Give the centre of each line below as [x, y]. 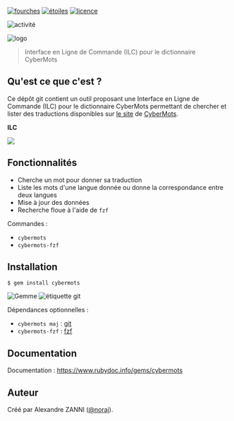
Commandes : [27, 223]
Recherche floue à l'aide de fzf [63, 210]
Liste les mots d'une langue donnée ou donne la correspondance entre [121, 187]
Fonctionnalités [42, 163]
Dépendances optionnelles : [48, 310]
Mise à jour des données [53, 202]
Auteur [23, 392]
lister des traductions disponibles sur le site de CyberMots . [93, 114]
